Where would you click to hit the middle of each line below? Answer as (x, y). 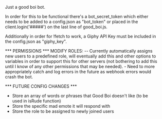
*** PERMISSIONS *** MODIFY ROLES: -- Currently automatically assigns (79, 51)
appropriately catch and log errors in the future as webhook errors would (78, 72)
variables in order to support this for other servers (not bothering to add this (81, 61)
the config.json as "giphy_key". (36, 41)
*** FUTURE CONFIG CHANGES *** (41, 86)
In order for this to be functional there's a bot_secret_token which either (77, 16)
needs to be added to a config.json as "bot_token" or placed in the (72, 22)
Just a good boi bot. (25, 7)
